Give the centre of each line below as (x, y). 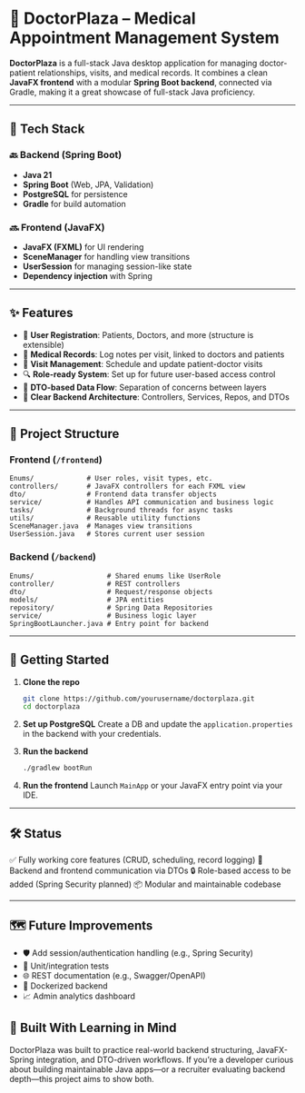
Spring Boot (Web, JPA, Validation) (88, 184)
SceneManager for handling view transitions (106, 256)
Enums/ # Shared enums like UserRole (115, 576)
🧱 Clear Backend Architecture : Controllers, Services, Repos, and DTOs (156, 397)
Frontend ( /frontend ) (56, 460)
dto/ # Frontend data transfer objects (113, 494)
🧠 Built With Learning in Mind (93, 1028)
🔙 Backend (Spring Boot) (66, 155)
